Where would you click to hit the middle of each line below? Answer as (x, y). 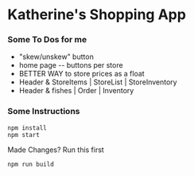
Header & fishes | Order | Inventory (76, 91)
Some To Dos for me (47, 40)
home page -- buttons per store (71, 65)
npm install (27, 128)
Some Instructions (44, 111)
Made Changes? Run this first (56, 150)
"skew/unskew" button (56, 57)
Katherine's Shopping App (97, 15)
